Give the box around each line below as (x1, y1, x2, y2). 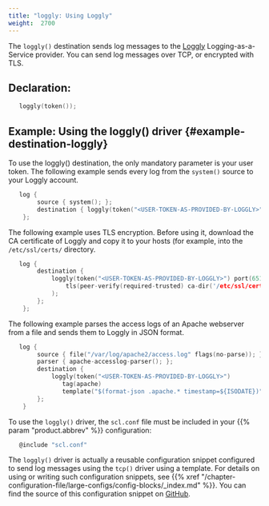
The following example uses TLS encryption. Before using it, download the (8, 227, 254, 237)
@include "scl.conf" (18, 440, 88, 448)
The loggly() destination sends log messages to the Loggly (8, 41, 206, 50)
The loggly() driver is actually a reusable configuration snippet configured (8, 455, 255, 464)
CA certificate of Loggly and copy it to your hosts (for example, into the (8, 236, 243, 245)
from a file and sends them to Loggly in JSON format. (8, 327, 184, 337)
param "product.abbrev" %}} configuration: (8, 425, 152, 435)
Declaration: (8, 81, 71, 94)
